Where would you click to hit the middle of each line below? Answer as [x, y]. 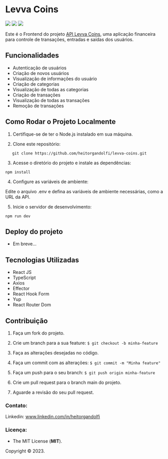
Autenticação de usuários [39, 68]
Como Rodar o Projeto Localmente [61, 122]
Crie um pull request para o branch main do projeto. [67, 382]
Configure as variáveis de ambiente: [50, 182]
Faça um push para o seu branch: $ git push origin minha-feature [84, 373]
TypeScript [24, 278]
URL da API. [18, 197]
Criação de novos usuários [41, 73]
